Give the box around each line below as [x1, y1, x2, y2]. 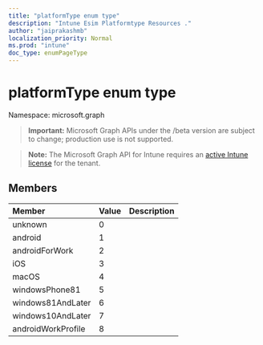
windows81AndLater [12, 297, 91, 308]
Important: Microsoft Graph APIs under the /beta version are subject [27, 125, 255, 135]
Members [8, 181, 58, 195]
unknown [12, 218, 47, 229]
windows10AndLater [12, 310, 91, 321]
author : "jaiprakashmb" [8, 26, 88, 34]
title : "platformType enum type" [8, 11, 120, 20]
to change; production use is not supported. [27, 134, 174, 144]
